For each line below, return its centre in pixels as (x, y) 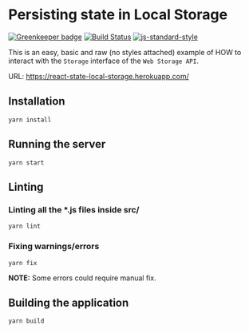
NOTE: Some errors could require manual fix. (83, 278)
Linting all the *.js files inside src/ (74, 209)
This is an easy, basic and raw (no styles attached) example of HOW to (125, 52)
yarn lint (25, 226)
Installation (37, 101)
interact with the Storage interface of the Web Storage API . (104, 61)
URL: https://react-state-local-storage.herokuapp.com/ (99, 76)
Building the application (69, 302)
